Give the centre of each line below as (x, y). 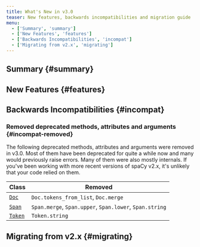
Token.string (50, 216)
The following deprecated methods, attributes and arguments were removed (100, 147)
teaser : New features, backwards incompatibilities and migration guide (99, 17)
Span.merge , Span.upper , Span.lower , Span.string (99, 207)
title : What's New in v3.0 (40, 12)
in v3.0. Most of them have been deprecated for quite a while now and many (100, 153)
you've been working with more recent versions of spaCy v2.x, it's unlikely (98, 166)
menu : (13, 23)
